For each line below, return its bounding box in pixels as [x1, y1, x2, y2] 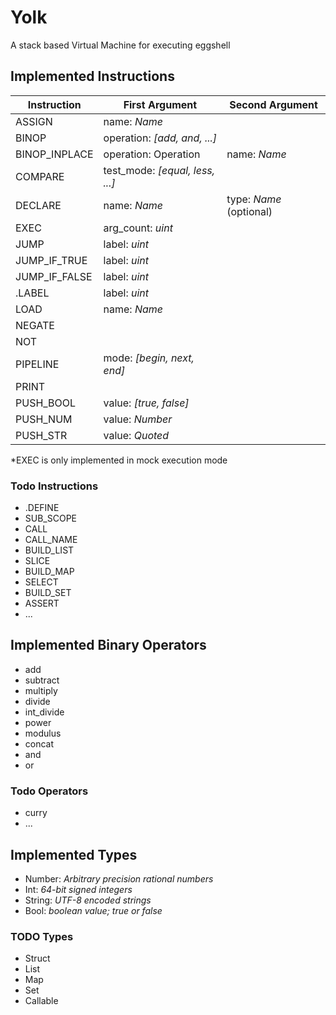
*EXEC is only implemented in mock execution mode [10, 454, 228, 466]
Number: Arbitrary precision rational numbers [24, 872, 214, 885]
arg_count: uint [103, 221, 173, 235]
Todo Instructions [10, 479, 99, 493]
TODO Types [10, 929, 74, 943]
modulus [24, 727, 62, 739]
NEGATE [15, 318, 55, 332]
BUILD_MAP [24, 566, 75, 578]
